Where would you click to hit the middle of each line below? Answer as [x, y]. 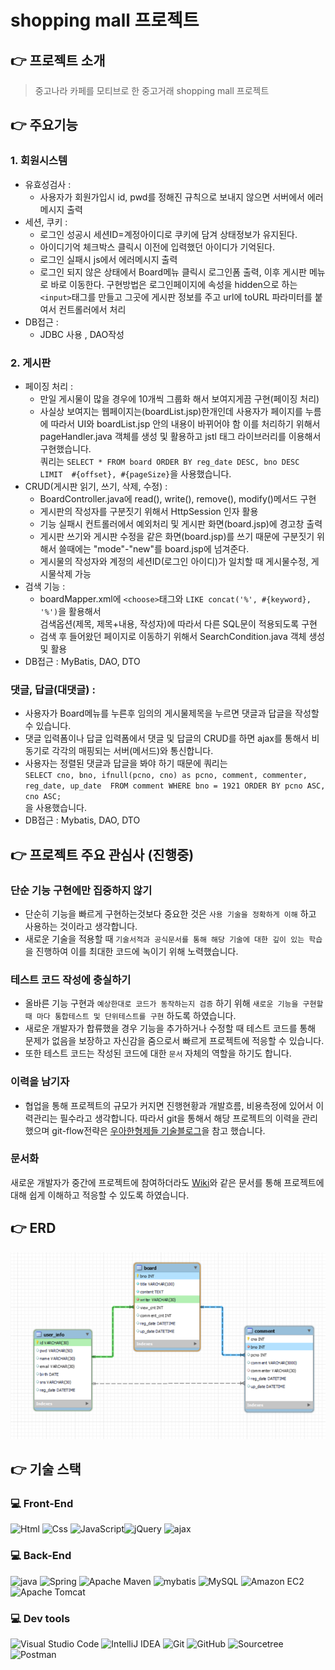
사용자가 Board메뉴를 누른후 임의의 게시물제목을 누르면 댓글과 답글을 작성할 [172, 713]
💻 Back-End [41, 1556]
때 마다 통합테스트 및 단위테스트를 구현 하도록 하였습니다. [130, 1016]
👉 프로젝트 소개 [58, 60]
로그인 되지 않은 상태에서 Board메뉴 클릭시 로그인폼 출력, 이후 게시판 [173, 272]
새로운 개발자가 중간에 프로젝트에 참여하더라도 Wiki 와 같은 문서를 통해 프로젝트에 [167, 1182]
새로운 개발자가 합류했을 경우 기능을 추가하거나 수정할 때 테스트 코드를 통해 [170, 1028]
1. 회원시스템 [39, 161]
